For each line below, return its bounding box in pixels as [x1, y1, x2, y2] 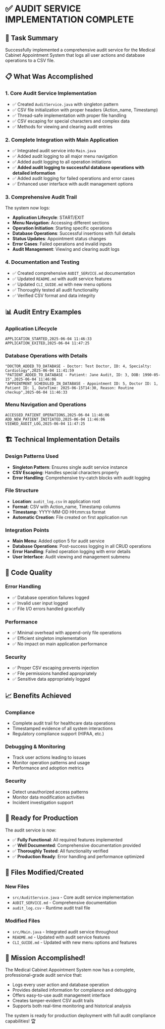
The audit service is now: [5, 827, 57, 833]
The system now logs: [5, 205, 51, 211]
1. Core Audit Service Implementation [5, 90, 97, 97]
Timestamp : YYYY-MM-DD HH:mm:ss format [12, 509, 106, 515]
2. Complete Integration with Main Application [5, 136, 118, 143]
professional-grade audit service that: [5, 972, 83, 978]
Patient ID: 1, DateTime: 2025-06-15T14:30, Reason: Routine [5, 385, 134, 391]
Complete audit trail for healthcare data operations [12, 720, 115, 726]
